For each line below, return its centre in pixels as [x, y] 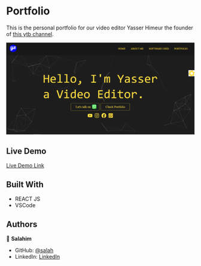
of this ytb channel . [30, 34]
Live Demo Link [25, 166]
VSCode [25, 205]
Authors [22, 224]
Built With [25, 184]
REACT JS [28, 199]
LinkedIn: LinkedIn [37, 256]
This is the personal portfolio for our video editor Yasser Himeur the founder [100, 28]
